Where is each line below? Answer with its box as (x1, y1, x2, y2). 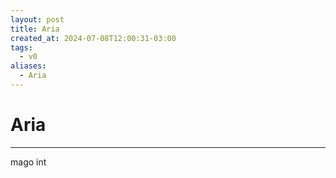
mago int (10, 156, 47, 168)
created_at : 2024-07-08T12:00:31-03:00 (10, 33, 177, 43)
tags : (10, 42, 33, 53)
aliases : (10, 61, 47, 71)
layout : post (10, 14, 65, 25)
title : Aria (10, 24, 60, 34)
